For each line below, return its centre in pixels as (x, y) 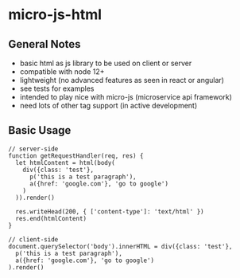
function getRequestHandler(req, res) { (76, 156)
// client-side (33, 239)
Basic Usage (40, 130)
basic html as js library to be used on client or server (106, 63)
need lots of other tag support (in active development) (108, 106)
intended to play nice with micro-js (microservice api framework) (126, 97)
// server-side (33, 149)
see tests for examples (57, 88)
